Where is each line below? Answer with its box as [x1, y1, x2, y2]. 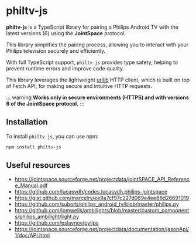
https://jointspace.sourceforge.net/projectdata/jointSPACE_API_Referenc [14, 176, 190, 183]
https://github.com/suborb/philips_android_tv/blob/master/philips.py [14, 201, 180, 208]
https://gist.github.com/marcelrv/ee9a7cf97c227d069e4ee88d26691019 [14, 195, 189, 202]
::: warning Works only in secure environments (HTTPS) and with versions [6, 94, 189, 101]
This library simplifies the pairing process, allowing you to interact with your [6, 41, 189, 48]
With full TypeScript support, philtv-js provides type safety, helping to [6, 59, 178, 66]
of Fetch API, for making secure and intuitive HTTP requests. [6, 82, 152, 89]
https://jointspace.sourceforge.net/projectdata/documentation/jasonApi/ [14, 226, 189, 233]
